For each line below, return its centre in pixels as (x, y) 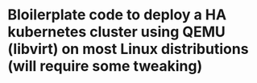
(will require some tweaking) (105, 66)
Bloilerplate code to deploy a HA (117, 15)
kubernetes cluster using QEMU (117, 32)
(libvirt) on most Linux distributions (128, 49)
